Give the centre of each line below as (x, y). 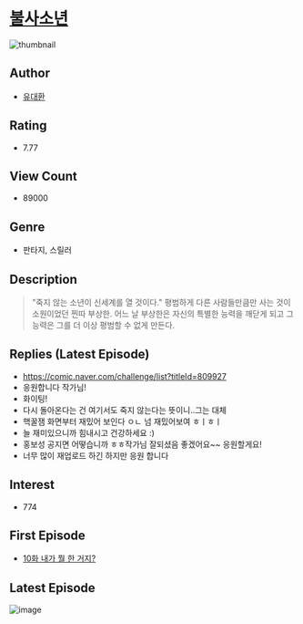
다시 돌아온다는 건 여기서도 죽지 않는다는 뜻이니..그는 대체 (125, 410)
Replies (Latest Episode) (80, 354)
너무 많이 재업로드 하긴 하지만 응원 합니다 (96, 455)
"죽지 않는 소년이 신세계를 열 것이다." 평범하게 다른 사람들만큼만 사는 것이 (161, 302)
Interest (32, 485)
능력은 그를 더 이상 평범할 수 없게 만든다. (103, 325)
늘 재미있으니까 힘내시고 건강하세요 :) (88, 432)
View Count (43, 176)
